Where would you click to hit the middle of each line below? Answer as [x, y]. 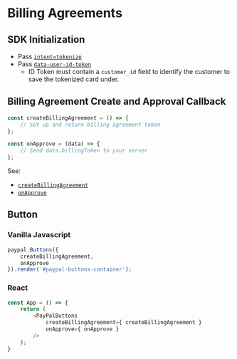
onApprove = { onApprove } [82, 329]
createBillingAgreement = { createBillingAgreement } [123, 323]
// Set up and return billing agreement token [90, 125]
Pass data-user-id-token [54, 64]
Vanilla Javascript [39, 235]
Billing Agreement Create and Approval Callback [117, 102]
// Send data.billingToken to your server [84, 151]
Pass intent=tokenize [49, 56]
